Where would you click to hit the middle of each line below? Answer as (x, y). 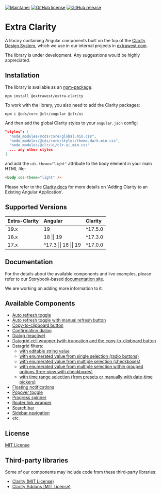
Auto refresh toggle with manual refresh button (59, 320)
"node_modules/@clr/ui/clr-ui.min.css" (50, 145)
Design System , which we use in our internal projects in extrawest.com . (76, 46)
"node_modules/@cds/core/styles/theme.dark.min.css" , (65, 141)
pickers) (27, 382)
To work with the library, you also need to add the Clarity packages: (72, 105)
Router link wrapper (32, 403)
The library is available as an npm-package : (49, 87)
